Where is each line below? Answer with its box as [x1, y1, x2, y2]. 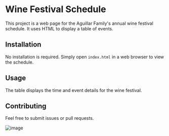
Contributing [5, 102, 47, 110]
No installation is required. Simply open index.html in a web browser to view [5, 54, 164, 60]
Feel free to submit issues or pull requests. [5, 115, 94, 121]
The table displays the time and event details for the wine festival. [5, 87, 142, 93]
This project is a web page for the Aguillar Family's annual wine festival [5, 20, 153, 26]
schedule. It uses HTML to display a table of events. [5, 25, 114, 31]
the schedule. [5, 59, 34, 65]
